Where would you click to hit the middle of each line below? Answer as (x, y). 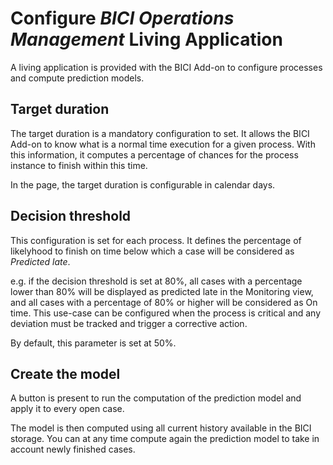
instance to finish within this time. (79, 165)
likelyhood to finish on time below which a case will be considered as (152, 251)
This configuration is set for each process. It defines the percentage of (156, 240)
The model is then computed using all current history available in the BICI (161, 428)
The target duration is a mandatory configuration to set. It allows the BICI (160, 133)
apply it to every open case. (67, 409)
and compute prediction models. (77, 78)
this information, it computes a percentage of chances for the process (154, 154)
